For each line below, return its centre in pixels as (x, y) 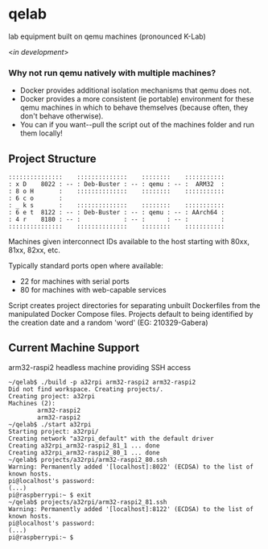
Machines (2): (32, 403)
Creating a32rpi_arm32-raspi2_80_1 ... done (84, 452)
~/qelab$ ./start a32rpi (50, 424)
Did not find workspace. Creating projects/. (86, 389)
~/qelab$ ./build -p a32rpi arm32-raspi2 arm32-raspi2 (102, 382)
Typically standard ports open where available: (86, 266)
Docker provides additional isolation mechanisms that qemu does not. (136, 90)
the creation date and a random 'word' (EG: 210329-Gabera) (108, 322)
